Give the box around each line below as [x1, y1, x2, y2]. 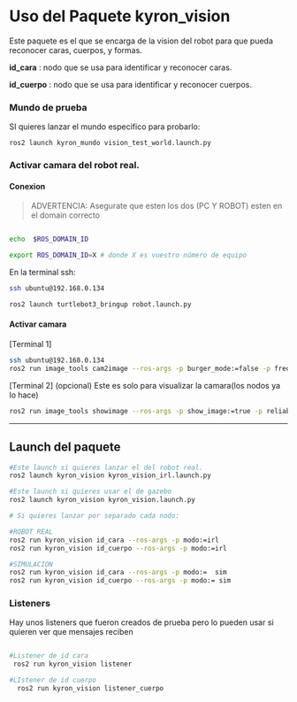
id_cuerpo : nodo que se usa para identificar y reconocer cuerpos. [9, 79, 252, 89]
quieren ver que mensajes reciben [9, 627, 134, 637]
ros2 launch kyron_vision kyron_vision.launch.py [9, 496, 196, 505]
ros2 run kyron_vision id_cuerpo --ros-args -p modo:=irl [9, 544, 227, 552]
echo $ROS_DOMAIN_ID [9, 235, 89, 244]
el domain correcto [30, 210, 100, 220]
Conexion [9, 181, 46, 191]
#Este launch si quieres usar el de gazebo [9, 487, 172, 497]
